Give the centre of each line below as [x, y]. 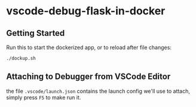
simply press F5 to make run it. [44, 97]
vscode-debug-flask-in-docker [86, 11]
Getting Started [36, 33]
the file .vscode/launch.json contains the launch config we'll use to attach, [98, 91]
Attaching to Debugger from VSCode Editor [88, 77]
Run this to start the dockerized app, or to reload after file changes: [89, 47]
